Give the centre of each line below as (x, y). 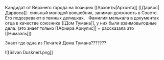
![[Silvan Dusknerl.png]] (29, 52)
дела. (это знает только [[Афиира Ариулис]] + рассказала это (70, 28)
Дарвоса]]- (17, 13)
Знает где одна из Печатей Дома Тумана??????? (56, 43)
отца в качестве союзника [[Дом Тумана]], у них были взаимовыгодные (81, 23)
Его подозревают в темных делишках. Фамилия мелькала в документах (82, 18)
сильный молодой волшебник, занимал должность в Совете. (94, 13)
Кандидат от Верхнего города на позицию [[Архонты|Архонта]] (71, 8)
